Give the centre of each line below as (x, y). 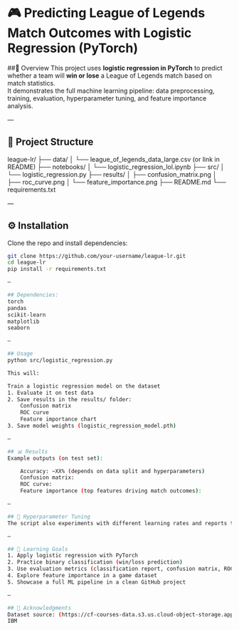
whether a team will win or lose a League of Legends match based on (110, 76)
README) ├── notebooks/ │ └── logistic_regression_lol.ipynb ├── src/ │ (116, 167)
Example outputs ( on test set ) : (55, 458)
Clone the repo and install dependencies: (68, 243)
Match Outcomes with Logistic (100, 33)
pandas (17, 308)
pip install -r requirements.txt (57, 269)
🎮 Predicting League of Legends (106, 13)
